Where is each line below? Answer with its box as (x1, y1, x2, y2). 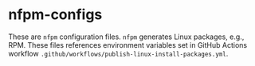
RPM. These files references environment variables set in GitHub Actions (8, 40, 248, 49)
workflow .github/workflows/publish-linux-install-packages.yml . (8, 49, 229, 58)
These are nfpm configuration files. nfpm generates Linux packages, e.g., (8, 32, 245, 41)
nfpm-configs (8, 6, 103, 24)
